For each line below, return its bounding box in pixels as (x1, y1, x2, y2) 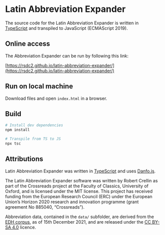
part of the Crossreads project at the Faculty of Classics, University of (5, 183, 149, 189)
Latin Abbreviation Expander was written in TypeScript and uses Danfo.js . (5, 168, 156, 174)
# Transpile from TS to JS (5, 137, 61, 142)
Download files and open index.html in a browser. (5, 95, 107, 101)
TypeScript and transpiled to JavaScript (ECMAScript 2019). (5, 25, 128, 31)
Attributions (5, 155, 44, 163)
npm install (5, 128, 30, 133)
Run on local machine (5, 82, 73, 90)
